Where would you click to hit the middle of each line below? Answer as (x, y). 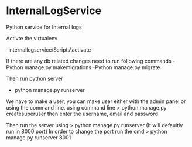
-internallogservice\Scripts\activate (49, 49)
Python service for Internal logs (44, 27)
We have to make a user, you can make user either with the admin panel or (96, 101)
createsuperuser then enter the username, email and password (82, 114)
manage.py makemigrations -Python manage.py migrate (92, 67)
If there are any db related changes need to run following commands (89, 61)
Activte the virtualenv (32, 38)
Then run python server (35, 78)
